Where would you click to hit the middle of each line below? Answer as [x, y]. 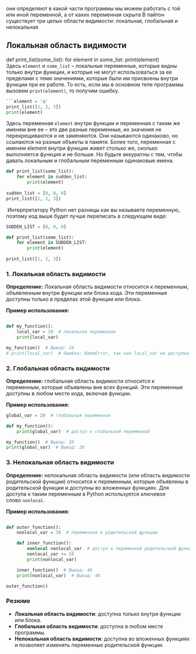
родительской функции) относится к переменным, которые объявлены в [97, 481]
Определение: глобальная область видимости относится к [80, 381]
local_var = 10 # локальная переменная [66, 332]
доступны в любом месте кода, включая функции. [69, 393]
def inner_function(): [44, 543]
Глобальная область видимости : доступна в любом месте [89, 626]
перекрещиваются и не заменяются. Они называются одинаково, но [92, 136]
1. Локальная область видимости [56, 274]
